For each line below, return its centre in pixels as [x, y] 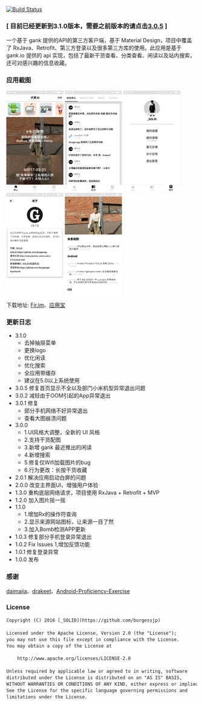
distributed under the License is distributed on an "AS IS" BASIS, [94, 678]
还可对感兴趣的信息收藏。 [38, 63]
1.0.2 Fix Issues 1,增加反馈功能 [53, 544]
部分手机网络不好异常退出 [56, 411]
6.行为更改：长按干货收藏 [56, 470]
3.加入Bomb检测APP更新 [55, 529]
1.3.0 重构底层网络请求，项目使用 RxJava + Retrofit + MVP [87, 493]
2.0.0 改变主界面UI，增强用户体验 [56, 485]
